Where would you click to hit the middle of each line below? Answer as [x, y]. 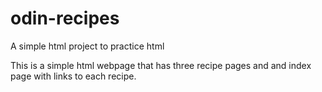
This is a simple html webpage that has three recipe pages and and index [161, 65]
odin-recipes [65, 18]
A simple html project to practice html [87, 46]
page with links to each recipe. [73, 76]
